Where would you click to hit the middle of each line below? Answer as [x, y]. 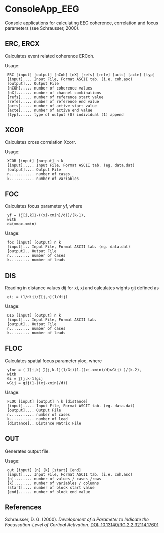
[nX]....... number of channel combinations [54, 93]
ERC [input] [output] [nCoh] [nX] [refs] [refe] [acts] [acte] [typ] [81, 75]
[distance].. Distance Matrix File [44, 423]
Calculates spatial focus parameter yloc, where [54, 361]
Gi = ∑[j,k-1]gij [25, 379]
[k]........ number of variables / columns [53, 483]
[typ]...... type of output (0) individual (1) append [65, 114]
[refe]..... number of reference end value [53, 101]
